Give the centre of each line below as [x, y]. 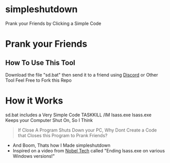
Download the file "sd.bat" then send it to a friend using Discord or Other [82, 75]
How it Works [34, 101]
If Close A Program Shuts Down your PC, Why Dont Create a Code [87, 130]
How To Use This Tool [40, 63]
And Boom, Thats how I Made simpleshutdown [62, 145]
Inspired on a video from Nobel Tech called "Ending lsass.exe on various [89, 150]
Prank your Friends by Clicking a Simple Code [53, 23]
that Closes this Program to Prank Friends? [63, 135]
